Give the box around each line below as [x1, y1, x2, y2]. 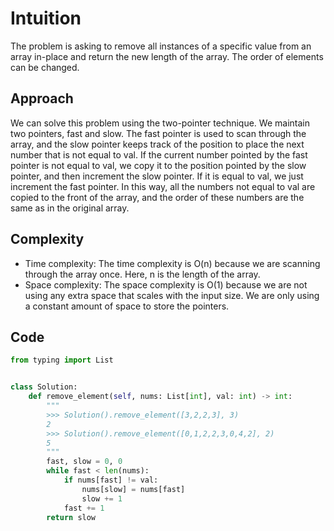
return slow [46, 512, 97, 522]
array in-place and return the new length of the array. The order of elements [10, 50, 324, 62]
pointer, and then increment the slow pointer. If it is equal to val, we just [10, 170, 304, 182]
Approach [10, 90, 74, 107]
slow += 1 [81, 493, 123, 504]
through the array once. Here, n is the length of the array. [24, 268, 261, 280]
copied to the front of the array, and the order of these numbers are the [10, 191, 305, 203]
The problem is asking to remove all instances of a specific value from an [10, 40, 312, 52]
